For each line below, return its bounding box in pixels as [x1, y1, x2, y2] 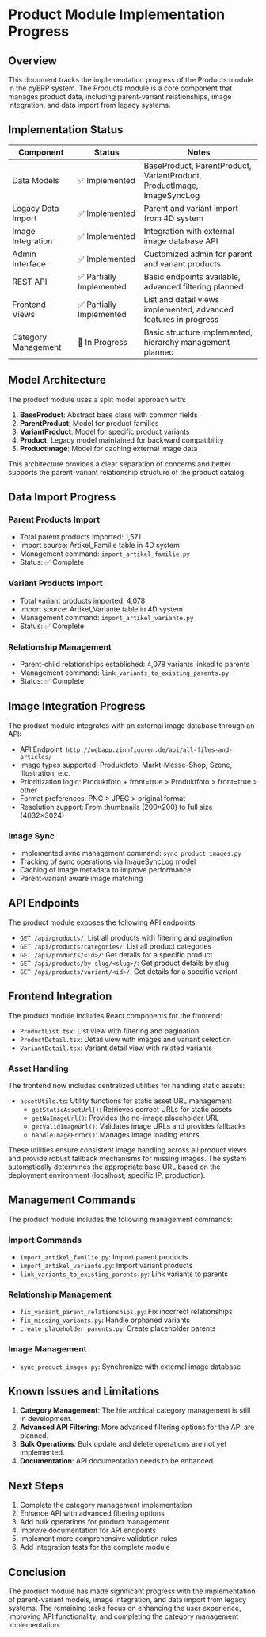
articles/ [19, 753, 53, 761]
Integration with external [143, 225, 235, 236]
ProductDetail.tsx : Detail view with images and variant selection [19, 1034, 232, 1044]
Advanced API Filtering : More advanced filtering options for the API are [19, 1422, 255, 1432]
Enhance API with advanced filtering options [19, 1509, 165, 1518]
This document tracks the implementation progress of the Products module [8, 75, 253, 84]
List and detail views [143, 293, 220, 305]
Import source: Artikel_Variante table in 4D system [19, 604, 184, 614]
